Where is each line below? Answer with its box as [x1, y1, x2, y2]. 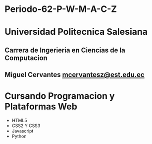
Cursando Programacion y [4, 90, 115, 102]
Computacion [4, 54, 48, 62]
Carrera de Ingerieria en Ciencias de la [4, 46, 126, 54]
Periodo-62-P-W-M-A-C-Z [4, 3, 117, 15]
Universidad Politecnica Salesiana [4, 26, 148, 38]
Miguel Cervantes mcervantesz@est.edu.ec [4, 71, 145, 79]
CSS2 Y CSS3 [11, 123, 41, 129]
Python [11, 133, 27, 140]
